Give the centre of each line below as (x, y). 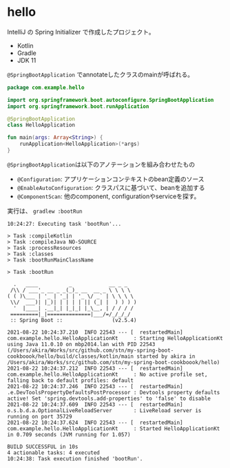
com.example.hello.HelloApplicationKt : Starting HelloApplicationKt (115, 338)
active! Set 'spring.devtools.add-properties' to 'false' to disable (109, 398)
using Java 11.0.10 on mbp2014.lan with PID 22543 (81, 344)
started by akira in (166, 356)
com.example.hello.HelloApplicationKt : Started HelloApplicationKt (114, 428)
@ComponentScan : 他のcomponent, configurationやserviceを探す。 (108, 196)
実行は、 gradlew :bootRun (45, 211)
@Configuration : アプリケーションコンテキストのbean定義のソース (111, 179)
